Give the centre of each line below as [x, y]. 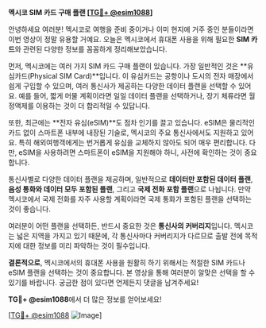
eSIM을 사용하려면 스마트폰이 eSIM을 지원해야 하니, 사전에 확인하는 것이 [131, 152]
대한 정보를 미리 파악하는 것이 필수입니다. [87, 246]
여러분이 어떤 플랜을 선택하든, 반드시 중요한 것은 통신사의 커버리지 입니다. [120, 226]
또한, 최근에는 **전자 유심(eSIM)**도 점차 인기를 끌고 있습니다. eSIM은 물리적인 [132, 123]
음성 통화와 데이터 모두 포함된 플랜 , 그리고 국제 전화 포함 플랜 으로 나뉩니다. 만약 [130, 189]
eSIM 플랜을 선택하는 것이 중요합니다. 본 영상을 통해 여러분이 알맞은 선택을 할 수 [132, 272]
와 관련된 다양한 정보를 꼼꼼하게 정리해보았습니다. [91, 49]
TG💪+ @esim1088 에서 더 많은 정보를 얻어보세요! [85, 299]
